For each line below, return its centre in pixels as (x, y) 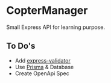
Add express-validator (43, 60)
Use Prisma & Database (44, 67)
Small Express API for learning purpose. (56, 27)
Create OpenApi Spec (42, 73)
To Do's (21, 46)
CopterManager (47, 11)
